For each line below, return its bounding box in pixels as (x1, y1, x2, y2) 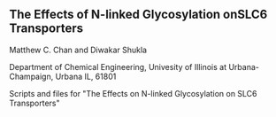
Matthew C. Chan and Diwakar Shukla (9, 44, 148, 55)
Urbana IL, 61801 (55, 71, 117, 82)
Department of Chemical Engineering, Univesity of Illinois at (9, 61, 227, 72)
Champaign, (9, 71, 54, 82)
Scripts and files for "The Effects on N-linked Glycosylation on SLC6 (9, 88, 258, 98)
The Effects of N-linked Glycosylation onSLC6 (9, 7, 268, 22)
